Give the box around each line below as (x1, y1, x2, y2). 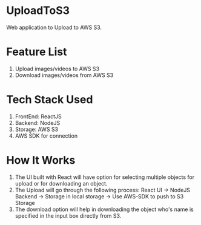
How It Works (6, 153, 76, 167)
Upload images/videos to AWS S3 (15, 65, 100, 72)
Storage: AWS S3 (15, 126, 59, 133)
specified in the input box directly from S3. (15, 212, 122, 219)
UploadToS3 (6, 4, 70, 18)
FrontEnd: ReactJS (15, 113, 62, 120)
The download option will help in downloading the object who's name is (15, 206, 194, 213)
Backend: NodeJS (15, 119, 61, 126)
